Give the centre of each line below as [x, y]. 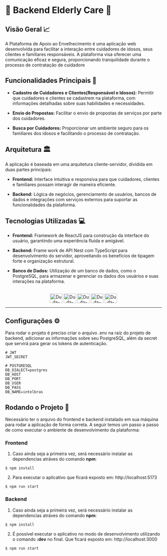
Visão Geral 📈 [28, 29]
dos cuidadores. [29, 118]
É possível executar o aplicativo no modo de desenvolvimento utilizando [86, 534]
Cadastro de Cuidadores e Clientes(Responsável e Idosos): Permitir [83, 92]
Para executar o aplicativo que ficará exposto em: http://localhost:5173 [85, 478]
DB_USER [13, 383]
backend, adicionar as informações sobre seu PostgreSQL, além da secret [81, 338]
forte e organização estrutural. [43, 261]
